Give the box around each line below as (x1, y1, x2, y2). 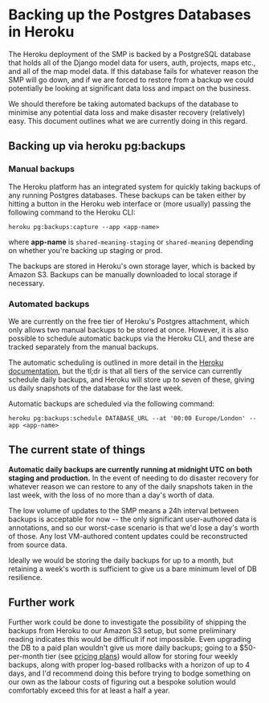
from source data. (8, 540, 67, 550)
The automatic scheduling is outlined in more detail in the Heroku (8, 358, 224, 367)
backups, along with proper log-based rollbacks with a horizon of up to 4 (8, 660, 251, 669)
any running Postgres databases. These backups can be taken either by (8, 190, 247, 200)
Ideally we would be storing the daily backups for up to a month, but (8, 555, 234, 565)
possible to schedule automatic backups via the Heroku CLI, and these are (8, 333, 255, 343)
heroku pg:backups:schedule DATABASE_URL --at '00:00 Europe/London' (8, 414, 247, 423)
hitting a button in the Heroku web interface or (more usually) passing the (8, 198, 251, 208)
